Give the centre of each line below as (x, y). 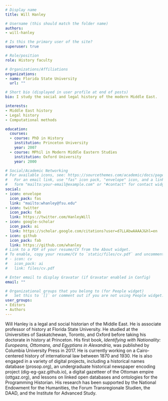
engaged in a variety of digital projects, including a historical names (75, 361)
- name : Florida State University (41, 79)
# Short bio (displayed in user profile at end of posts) (67, 92)
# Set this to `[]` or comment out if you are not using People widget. (85, 296)
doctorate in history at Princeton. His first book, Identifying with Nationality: (83, 340)
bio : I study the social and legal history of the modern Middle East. (81, 97)
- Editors (15, 305)
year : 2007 (25, 148)
